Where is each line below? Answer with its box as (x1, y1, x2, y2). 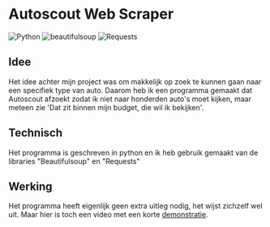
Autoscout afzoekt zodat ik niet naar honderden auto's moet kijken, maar (8, 94, 251, 104)
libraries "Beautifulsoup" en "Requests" (8, 156, 140, 166)
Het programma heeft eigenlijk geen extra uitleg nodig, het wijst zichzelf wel (8, 201, 263, 211)
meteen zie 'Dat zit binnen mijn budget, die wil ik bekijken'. (8, 102, 204, 112)
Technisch (8, 126, 63, 140)
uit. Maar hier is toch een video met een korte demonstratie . (8, 210, 208, 220)
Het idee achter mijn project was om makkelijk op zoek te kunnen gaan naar (8, 76, 262, 86)
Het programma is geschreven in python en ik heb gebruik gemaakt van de (8, 148, 259, 157)
